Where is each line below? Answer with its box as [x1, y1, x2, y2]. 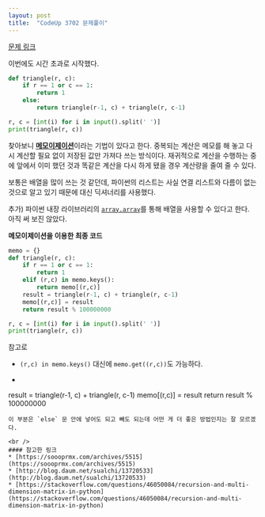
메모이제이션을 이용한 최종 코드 [8, 230, 103, 240]
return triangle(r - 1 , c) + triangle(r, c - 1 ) [36, 104, 186, 112]
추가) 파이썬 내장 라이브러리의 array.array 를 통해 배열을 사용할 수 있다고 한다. [8, 203, 250, 214]
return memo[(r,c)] [36, 283, 101, 291]
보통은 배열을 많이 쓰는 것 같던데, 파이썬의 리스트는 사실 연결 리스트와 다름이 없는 [8, 177, 257, 187]
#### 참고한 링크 [8, 447, 57, 454]
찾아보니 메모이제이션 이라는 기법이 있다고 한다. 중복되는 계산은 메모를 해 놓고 [8, 140, 245, 150]
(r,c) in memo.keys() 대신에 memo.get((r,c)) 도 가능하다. [19, 359, 203, 369]
